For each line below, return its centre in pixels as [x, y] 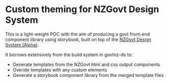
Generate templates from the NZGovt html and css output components [86, 64]
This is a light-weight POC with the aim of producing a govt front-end [78, 34]
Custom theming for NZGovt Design [82, 9]
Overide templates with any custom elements [60, 70]
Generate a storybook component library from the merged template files [88, 75]
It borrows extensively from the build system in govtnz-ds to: [69, 55]
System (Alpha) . [22, 45]
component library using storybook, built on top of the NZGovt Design [78, 39]
